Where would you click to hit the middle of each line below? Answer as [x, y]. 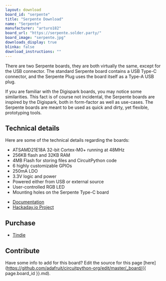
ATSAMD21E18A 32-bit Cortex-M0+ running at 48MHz [68, 150]
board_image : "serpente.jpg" [35, 38]
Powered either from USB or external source [58, 182]
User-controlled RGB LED [38, 187]
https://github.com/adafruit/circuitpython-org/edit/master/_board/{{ [76, 268]
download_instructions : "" [33, 51]
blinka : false [20, 47]
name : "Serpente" [23, 24]
